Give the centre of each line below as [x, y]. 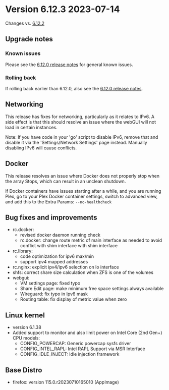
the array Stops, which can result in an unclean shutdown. [66, 181]
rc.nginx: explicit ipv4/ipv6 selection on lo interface [66, 267]
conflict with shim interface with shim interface [69, 246]
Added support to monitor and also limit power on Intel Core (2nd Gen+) [87, 333]
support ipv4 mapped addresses [54, 262]
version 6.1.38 [27, 327]
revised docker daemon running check [60, 235]
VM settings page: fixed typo [50, 283]
